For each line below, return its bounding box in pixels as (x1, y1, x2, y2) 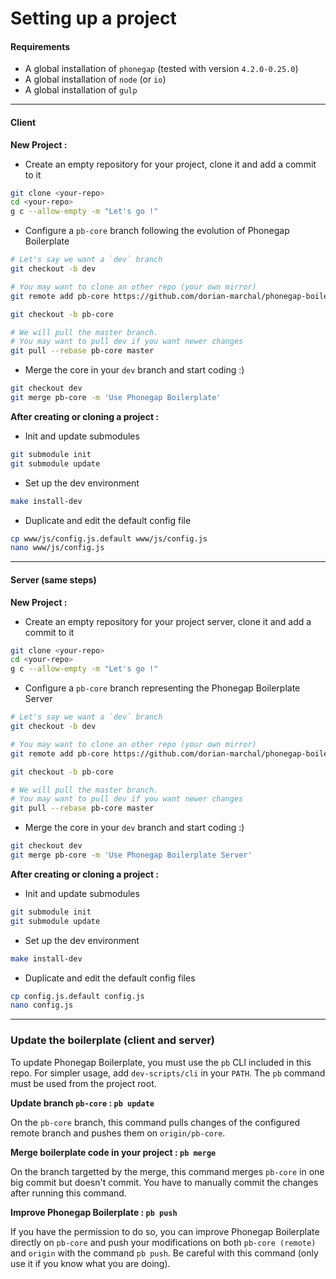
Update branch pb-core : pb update (10, 1097, 155, 1109)
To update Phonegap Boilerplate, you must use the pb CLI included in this (10, 1056, 312, 1068)
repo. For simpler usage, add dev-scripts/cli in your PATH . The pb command (10, 1067, 326, 1079)
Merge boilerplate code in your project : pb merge (10, 1146, 217, 1158)
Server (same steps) (10, 573, 97, 586)
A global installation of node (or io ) (24, 73, 167, 86)
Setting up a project (10, 7, 177, 30)
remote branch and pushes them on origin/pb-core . (10, 1127, 226, 1139)
